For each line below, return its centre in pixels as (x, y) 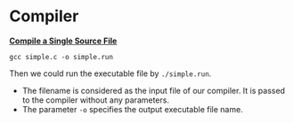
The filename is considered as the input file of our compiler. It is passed (153, 90)
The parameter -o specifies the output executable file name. (132, 109)
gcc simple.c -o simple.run (61, 57)
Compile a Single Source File (63, 41)
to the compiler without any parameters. (95, 100)
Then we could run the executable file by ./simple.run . (110, 73)
